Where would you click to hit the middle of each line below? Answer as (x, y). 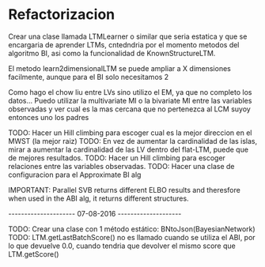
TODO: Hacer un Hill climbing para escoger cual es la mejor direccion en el (130, 133)
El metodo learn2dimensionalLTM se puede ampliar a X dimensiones (119, 68)
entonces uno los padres (49, 117)
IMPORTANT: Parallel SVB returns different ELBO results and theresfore (125, 190)
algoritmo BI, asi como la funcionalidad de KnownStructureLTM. (112, 53)
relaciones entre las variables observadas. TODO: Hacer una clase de (121, 166)
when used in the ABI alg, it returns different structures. (98, 198)
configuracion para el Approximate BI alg (75, 175)
